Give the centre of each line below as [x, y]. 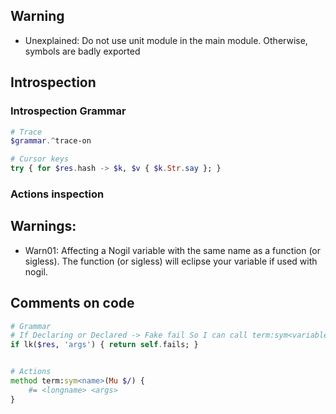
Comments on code [72, 303]
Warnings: [43, 226]
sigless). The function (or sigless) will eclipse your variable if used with [171, 261]
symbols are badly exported [82, 51]
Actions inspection [57, 194]
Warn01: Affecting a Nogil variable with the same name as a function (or [173, 250]
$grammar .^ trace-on [51, 141]
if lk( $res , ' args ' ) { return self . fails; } [104, 345]
